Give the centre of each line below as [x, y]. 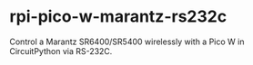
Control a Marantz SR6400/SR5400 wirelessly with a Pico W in [127, 42]
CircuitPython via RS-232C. [61, 51]
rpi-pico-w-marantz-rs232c [118, 17]
